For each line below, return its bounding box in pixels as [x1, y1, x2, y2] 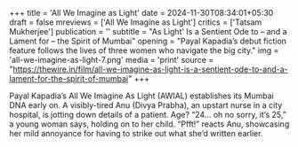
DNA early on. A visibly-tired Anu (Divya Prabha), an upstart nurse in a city [9, 100, 283, 110]
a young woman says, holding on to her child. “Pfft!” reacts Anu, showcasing [9, 119, 290, 129]
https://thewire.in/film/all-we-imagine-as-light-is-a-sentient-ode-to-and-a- [12, 64, 289, 74]
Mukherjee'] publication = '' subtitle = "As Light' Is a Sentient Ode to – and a [9, 27, 287, 36]
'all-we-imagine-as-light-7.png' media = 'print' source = [9, 55, 214, 65]
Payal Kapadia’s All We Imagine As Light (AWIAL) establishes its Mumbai [9, 90, 274, 101]
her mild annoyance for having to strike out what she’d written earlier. [9, 128, 263, 138]
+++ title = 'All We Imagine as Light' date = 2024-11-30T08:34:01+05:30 [9, 8, 274, 18]
